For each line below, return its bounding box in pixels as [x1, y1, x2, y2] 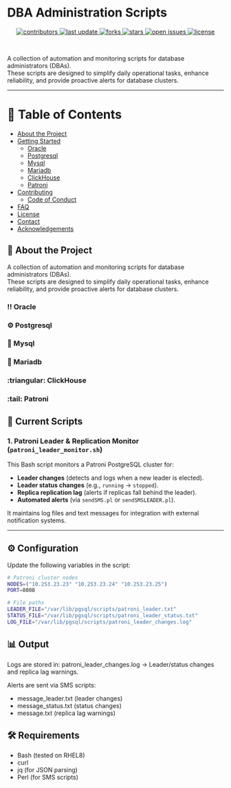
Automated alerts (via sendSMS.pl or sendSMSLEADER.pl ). [16, 496, 175, 504]
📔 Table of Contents [7, 107, 122, 123]
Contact [16, 217, 40, 225]
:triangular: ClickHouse [7, 376, 87, 385]
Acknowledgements [16, 224, 74, 233]
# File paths [7, 599, 45, 606]
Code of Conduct [27, 195, 77, 204]
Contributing [16, 188, 53, 196]
